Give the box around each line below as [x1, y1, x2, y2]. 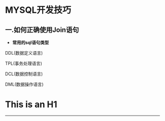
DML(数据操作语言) [5, 82, 44, 87]
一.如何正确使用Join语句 [5, 26, 79, 34]
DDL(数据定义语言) [5, 50, 43, 56]
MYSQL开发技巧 [5, 4, 71, 16]
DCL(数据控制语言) [5, 71, 43, 77]
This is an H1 [5, 99, 57, 110]
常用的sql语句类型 [12, 40, 49, 45]
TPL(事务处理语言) [5, 60, 43, 66]
